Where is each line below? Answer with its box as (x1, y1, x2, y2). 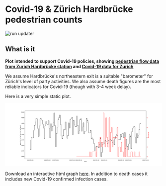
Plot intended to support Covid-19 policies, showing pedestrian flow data (5, 58, 160, 64)
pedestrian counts (5, 14, 83, 25)
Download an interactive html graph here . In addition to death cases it (5, 171, 148, 177)
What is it (5, 45, 35, 53)
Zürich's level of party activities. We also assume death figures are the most (5, 78, 161, 84)
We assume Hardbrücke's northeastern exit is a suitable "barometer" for (5, 73, 153, 79)
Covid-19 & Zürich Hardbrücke (5, 3, 133, 15)
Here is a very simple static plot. (5, 93, 71, 99)
